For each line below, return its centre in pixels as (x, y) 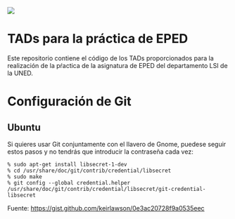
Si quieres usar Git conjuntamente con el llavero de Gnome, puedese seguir (117, 144)
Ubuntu (24, 127)
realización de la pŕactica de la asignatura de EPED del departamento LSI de (118, 65)
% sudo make (25, 177)
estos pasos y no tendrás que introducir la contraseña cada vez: (100, 152)
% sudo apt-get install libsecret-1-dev (68, 164)
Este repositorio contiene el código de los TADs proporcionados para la (111, 58)
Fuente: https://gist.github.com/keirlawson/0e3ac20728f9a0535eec (106, 208)
